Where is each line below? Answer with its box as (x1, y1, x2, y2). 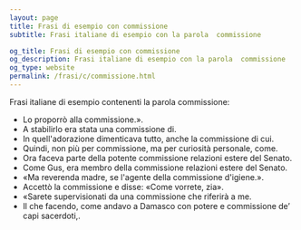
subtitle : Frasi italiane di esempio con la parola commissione (9, 30, 261, 39)
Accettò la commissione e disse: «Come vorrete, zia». (22, 181, 224, 192)
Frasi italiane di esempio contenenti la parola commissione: (9, 96, 230, 107)
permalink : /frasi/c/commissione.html (9, 72, 156, 81)
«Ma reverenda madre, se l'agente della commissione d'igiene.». (22, 171, 265, 182)
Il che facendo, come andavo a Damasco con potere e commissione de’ (22, 200, 290, 211)
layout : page (9, 13, 59, 23)
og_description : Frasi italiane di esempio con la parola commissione (9, 55, 286, 64)
